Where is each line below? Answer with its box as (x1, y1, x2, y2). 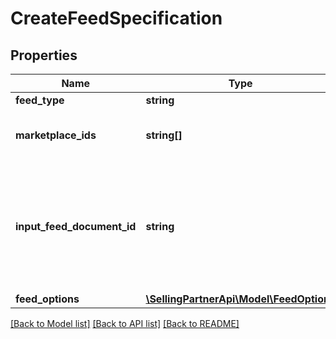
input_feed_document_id (15, 220, 137, 233)
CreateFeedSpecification (10, 7, 223, 30)
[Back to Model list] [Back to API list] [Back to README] (10, 318, 240, 329)
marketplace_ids (15, 128, 97, 142)
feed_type (15, 93, 65, 107)
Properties (10, 47, 78, 64)
